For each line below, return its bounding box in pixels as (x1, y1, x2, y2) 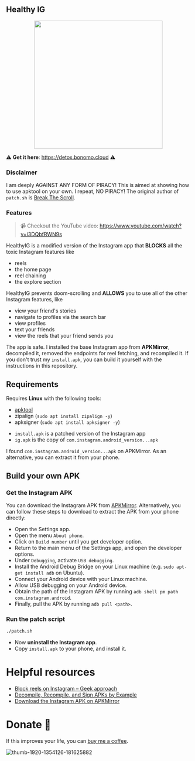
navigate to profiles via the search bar (14, 314, 107, 321)
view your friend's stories (14, 307, 76, 314)
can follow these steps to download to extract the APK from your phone (6, 508, 179, 515)
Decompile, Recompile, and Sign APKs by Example (14, 691, 137, 698)
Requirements (6, 379, 59, 389)
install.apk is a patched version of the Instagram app (14, 430, 146, 437)
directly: (6, 514, 26, 521)
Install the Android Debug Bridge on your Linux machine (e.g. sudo (14, 563, 175, 570)
